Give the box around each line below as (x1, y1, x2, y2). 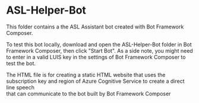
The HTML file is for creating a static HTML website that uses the (6, 71, 166, 78)
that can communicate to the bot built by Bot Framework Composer (6, 90, 171, 97)
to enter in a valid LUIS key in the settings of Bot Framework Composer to (6, 53, 186, 60)
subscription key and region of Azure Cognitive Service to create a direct (6, 78, 185, 85)
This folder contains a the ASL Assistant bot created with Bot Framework (6, 23, 184, 30)
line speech (6, 83, 34, 91)
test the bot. (6, 60, 36, 67)
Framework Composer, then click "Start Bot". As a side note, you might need (6, 47, 193, 54)
